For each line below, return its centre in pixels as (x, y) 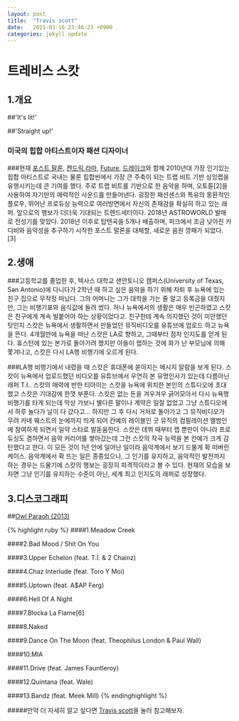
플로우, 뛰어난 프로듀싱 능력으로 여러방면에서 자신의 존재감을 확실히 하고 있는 (114, 203)
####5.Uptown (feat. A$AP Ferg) (56, 586)
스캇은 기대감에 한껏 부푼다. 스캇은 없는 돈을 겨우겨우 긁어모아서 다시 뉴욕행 (125, 394)
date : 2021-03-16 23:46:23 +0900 (60, 27)
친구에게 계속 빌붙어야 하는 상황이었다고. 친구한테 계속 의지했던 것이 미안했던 (121, 316)
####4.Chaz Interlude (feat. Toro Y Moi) (66, 571)
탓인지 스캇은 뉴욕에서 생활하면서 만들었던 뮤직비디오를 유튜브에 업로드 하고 (112, 326)
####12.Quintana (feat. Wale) (51, 682)
